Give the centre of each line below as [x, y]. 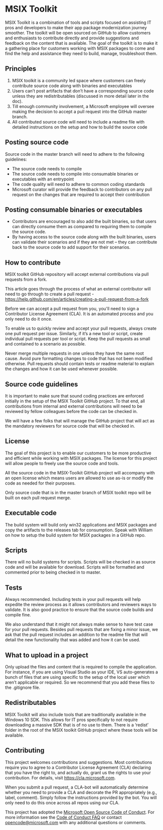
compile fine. [18, 615]
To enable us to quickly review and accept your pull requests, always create [81, 328]
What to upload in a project [47, 655]
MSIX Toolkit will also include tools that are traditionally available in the [76, 714]
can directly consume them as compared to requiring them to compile [82, 227]
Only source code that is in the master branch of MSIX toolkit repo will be [78, 492]
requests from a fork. [26, 280]
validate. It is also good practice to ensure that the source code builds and [79, 610]
